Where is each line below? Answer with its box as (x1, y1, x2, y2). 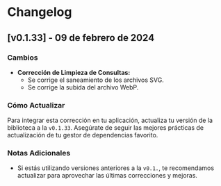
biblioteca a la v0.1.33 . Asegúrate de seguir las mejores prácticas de (7, 124, 204, 132)
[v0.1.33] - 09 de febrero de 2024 (7, 32, 155, 44)
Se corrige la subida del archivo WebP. (27, 83, 139, 91)
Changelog (7, 4, 72, 20)
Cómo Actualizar (7, 100, 65, 110)
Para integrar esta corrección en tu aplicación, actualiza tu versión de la (7, 116, 213, 125)
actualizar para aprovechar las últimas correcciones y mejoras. (17, 171, 198, 180)
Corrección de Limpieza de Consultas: (17, 68, 131, 76)
